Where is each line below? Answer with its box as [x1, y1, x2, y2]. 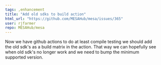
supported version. [5, 54, 43, 60]
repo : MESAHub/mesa [5, 25, 45, 30]
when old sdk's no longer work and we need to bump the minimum [5, 49, 140, 55]
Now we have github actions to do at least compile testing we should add [5, 39, 152, 44]
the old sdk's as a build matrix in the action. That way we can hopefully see [5, 44, 157, 50]
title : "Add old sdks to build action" [5, 12, 86, 17]
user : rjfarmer [5, 21, 36, 26]
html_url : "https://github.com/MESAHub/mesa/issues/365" [5, 16, 123, 21]
